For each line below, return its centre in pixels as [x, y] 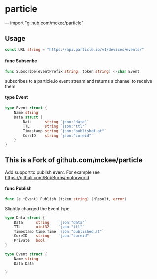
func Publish [18, 188]
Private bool [30, 241]
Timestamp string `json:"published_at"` [65, 131]
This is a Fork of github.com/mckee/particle [74, 160]
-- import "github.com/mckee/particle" [44, 23]
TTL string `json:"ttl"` [55, 126]
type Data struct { [25, 218]
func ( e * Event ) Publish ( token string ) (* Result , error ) [66, 199]
